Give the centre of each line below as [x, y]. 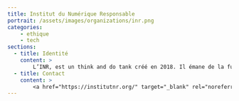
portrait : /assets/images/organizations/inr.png [81, 21]
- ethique [35, 34]
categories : [25, 27]
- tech [30, 41]
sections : [22, 47]
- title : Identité [41, 54]
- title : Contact [39, 73]
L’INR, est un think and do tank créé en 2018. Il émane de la [128, 67]
